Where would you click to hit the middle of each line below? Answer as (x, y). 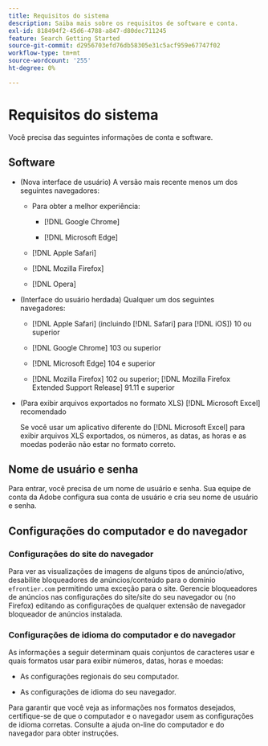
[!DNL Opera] (54, 284)
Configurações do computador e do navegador (128, 531)
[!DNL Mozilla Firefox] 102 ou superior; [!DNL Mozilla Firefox (131, 379)
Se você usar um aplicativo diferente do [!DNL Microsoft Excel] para (132, 427)
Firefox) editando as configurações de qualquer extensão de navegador (127, 605)
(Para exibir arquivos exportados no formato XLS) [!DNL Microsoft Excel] (140, 403)
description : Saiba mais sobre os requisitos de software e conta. (124, 23)
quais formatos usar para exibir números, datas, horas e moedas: (116, 661)
